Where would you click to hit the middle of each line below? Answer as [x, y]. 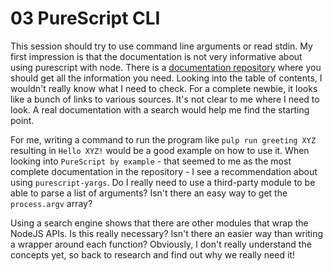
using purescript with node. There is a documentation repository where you [166, 67]
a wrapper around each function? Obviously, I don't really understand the [161, 244]
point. [22, 120]
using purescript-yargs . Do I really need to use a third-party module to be [163, 182]
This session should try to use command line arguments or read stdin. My [161, 46]
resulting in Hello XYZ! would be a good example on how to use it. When [160, 150]
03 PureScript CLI [85, 18]
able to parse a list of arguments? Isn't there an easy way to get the [149, 193]
